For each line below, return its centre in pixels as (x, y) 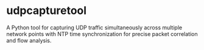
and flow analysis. (29, 40)
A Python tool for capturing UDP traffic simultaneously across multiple (94, 27)
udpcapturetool (47, 11)
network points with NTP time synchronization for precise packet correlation (102, 34)
